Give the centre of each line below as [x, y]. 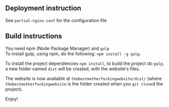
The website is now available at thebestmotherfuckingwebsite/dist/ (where [84, 78]
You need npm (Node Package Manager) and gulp [57, 48]
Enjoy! [12, 99]
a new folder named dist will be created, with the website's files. [73, 69]
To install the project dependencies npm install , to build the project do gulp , [85, 63]
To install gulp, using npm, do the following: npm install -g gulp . [73, 54]
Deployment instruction [43, 8]
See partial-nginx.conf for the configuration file [56, 20]
